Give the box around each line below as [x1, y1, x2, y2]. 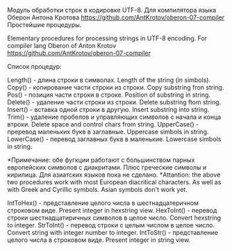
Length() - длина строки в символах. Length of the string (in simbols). [7, 76, 210, 84]
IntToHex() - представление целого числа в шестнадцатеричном [7, 199, 199, 207]
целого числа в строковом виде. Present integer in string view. [7, 236, 191, 244]
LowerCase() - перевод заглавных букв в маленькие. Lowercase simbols [7, 135, 222, 143]
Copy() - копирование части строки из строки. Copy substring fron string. [7, 83, 224, 91]
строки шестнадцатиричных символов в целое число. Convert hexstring [7, 213, 221, 222]
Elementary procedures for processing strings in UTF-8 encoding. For [7, 34, 207, 42]
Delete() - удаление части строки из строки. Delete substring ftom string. [7, 98, 222, 106]
